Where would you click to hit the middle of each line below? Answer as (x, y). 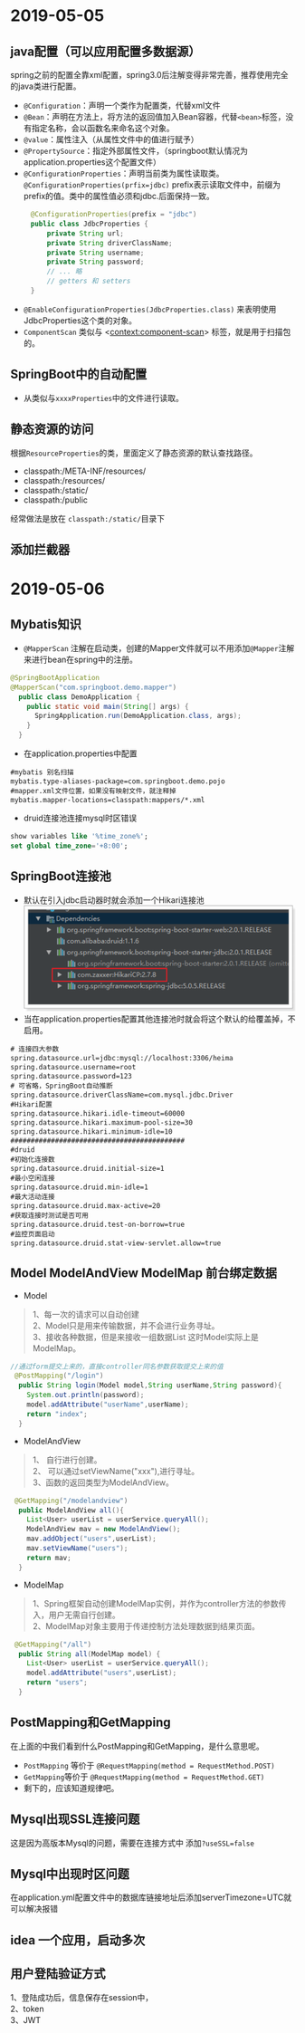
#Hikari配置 (31, 1104)
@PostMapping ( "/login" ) (59, 1376)
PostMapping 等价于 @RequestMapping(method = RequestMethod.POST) (149, 1765)
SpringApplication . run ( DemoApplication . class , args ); (138, 716)
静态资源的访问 (52, 430)
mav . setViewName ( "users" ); (77, 1549)
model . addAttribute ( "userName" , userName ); (108, 1405)
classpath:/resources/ (64, 480)
